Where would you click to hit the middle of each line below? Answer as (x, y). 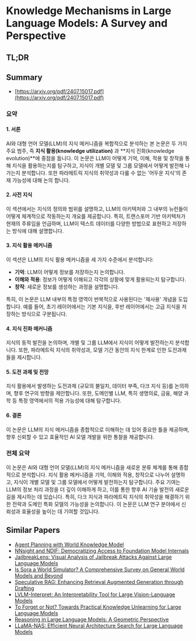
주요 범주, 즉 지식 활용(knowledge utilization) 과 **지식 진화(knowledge (90, 150)
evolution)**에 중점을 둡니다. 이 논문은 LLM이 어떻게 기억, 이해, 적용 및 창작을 (95, 158)
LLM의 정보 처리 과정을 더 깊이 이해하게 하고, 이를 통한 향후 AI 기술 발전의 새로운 (98, 489)
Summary (24, 77)
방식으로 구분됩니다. (44, 314)
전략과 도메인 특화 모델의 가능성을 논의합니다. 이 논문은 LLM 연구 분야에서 (96, 504)
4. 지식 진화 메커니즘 (29, 328)
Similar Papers (33, 530)
